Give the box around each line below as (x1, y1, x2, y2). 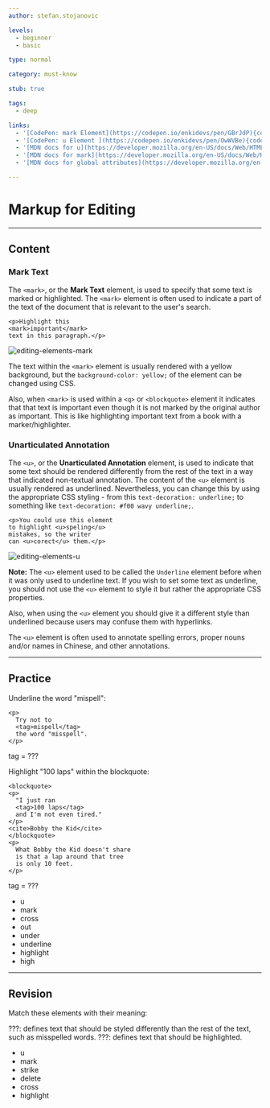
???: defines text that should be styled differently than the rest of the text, (8, 1024, 252, 1034)
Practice (8, 672, 51, 686)
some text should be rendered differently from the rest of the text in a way (8, 466, 254, 476)
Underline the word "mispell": (8, 693, 106, 702)
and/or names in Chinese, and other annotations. (8, 640, 170, 650)
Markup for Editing (8, 200, 137, 219)
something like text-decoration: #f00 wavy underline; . (8, 500, 194, 510)
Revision (8, 987, 53, 1000)
